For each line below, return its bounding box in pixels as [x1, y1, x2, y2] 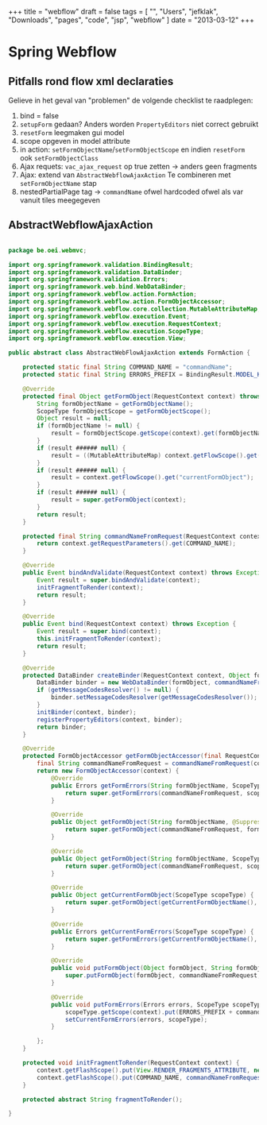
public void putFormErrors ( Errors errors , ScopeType [50, 1000, 229, 1008]
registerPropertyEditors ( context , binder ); [37, 715, 183, 724]
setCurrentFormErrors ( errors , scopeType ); [64, 1015, 208, 1023]
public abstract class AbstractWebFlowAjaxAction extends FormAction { [8, 349, 250, 357]
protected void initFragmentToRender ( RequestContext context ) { [22, 1059, 240, 1067]
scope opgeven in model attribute [19, 137, 131, 145]
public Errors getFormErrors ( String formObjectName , [50, 782, 229, 790]
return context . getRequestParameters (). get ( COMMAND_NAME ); [37, 539, 237, 547]
